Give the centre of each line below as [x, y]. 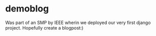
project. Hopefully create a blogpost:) [44, 27]
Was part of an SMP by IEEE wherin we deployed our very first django [78, 22]
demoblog [27, 9]
